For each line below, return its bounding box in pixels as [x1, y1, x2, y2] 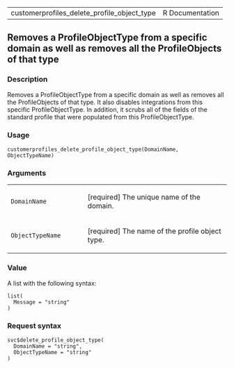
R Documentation [162, 8, 219, 17]
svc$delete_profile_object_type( [7, 337, 104, 344]
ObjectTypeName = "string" [13, 348, 92, 355]
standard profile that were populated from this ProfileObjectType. [7, 112, 194, 121]
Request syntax [7, 321, 61, 330]
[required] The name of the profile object [87, 226, 221, 236]
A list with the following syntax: [7, 279, 97, 287]
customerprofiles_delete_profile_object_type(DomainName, [7, 146, 179, 153]
